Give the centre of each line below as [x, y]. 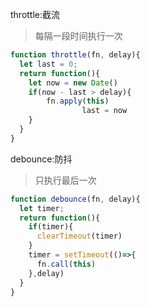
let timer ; [42, 208]
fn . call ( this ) [66, 264]
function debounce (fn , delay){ [75, 199]
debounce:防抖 [41, 159]
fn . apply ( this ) [78, 101]
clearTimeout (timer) [79, 236]
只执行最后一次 [65, 180]
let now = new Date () [73, 83]
